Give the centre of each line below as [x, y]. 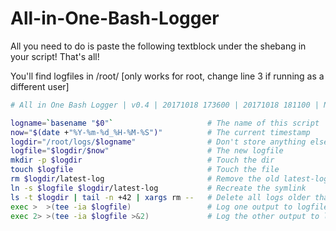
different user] [40, 86]
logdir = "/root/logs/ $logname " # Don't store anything [158, 142]
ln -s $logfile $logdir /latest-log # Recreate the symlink [158, 188]
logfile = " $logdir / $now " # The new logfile [147, 151]
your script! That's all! [55, 56]
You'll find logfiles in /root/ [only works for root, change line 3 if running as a [167, 76]
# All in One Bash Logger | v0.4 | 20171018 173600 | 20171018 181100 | [165, 105]
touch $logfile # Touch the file [145, 170]
